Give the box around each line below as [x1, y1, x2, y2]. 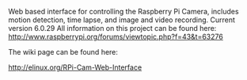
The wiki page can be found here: [8, 48, 119, 56]
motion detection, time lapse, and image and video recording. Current [8, 15, 236, 25]
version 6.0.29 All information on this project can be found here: [8, 24, 217, 32]
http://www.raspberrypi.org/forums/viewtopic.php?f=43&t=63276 [8, 32, 223, 41]
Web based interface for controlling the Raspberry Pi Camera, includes [8, 7, 239, 16]
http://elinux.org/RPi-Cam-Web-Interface [8, 63, 142, 72]
